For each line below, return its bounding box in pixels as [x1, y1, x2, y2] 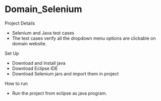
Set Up [5, 50, 19, 56]
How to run [5, 80, 28, 86]
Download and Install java [12, 60, 66, 66]
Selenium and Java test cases [12, 30, 74, 36]
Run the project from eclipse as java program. [12, 90, 107, 96]
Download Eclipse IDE [12, 65, 58, 71]
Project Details [5, 20, 35, 26]
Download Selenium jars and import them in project [12, 70, 119, 76]
